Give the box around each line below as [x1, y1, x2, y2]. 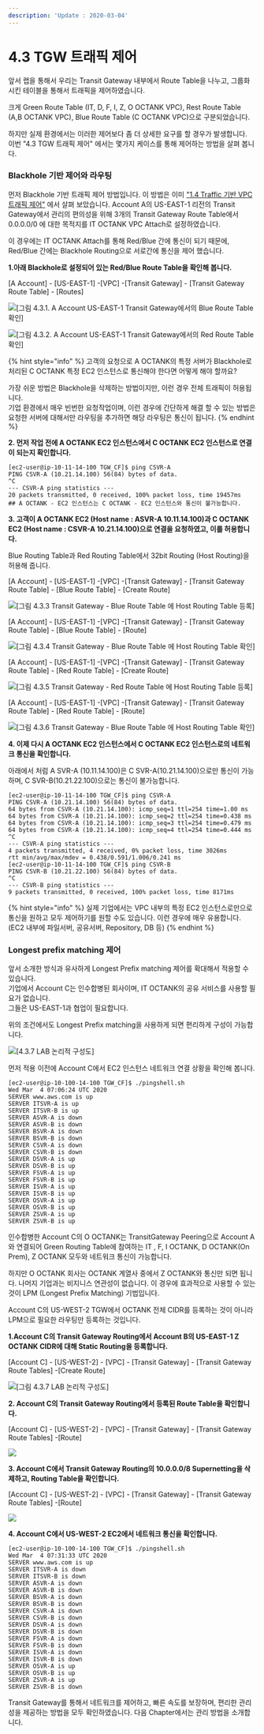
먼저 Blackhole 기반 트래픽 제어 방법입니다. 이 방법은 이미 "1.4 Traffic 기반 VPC [8, 189, 253, 199]
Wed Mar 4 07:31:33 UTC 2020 [8, 1552, 108, 1560]
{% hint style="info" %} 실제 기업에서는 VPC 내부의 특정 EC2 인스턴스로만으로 [8, 903, 253, 912]
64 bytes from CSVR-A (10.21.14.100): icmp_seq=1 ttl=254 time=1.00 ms [8, 805, 248, 813]
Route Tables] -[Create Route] [8, 1366, 106, 1376]
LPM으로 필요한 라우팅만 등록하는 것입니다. [8, 1315, 141, 1324]
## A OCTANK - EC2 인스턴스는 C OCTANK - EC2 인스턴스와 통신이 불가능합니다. [8, 499, 242, 507]
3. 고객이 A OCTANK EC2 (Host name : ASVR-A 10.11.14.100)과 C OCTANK [8, 514, 250, 523]
